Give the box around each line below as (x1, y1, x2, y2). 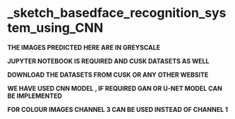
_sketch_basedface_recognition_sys (7, 5, 227, 21)
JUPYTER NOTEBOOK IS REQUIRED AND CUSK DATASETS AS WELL (7, 56, 210, 65)
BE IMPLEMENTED (7, 92, 62, 100)
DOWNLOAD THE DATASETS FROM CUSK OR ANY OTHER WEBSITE (7, 70, 209, 79)
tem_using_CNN (7, 20, 104, 36)
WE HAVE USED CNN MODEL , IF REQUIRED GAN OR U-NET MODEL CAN (7, 84, 222, 92)
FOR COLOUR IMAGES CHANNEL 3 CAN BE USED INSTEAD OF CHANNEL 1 (7, 105, 228, 113)
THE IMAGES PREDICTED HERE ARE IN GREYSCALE (7, 43, 161, 51)
